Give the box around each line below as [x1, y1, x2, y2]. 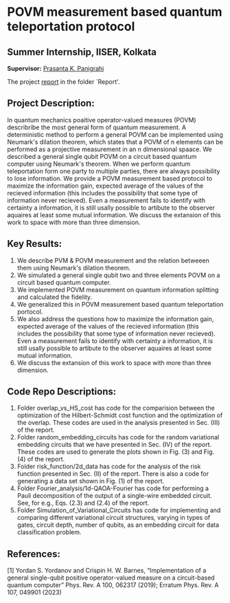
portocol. [16, 307, 43, 316]
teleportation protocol [7, 19, 135, 34]
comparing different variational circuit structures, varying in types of [16, 514, 211, 522]
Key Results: [7, 238, 62, 250]
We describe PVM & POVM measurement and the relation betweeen [16, 256, 209, 265]
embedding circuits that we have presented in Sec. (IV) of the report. [16, 441, 212, 449]
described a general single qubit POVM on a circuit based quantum [7, 152, 197, 160]
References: [7, 548, 60, 560]
